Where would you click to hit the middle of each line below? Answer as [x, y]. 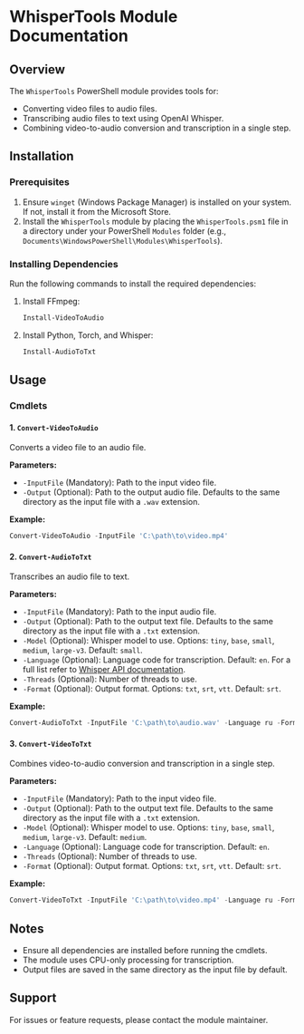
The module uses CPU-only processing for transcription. [128, 960]
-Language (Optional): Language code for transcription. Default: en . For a [157, 660]
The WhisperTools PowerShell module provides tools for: [114, 91]
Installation [42, 156]
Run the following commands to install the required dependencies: [133, 284]
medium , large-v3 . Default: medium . [85, 837]
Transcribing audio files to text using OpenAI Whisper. [123, 118]
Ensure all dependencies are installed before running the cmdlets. [145, 951]
